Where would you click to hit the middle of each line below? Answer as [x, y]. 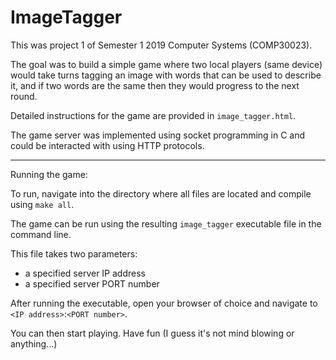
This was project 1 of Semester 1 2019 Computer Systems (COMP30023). [161, 45]
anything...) [34, 343]
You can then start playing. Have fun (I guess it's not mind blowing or [152, 333]
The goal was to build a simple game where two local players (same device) [166, 64]
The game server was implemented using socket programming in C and [158, 135]
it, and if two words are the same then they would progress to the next [155, 85]
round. [24, 96]
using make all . [42, 204]
